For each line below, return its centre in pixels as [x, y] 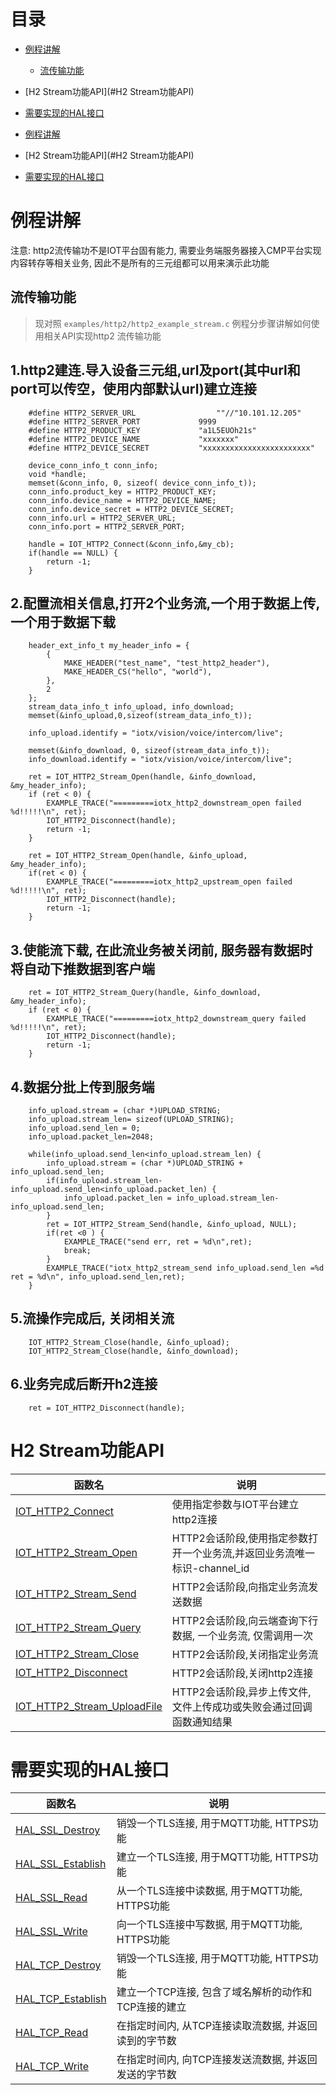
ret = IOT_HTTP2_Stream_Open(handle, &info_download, [142, 777]
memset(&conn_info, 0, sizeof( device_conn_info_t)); [142, 483]
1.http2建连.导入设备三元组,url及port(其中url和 [155, 370]
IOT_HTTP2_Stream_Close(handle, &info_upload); [129, 1342]
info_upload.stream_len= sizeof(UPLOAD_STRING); [131, 1119]
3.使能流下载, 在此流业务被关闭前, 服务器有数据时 [161, 950]
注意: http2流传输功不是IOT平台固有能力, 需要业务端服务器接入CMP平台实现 [166, 250]
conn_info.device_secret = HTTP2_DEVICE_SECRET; [131, 509]
